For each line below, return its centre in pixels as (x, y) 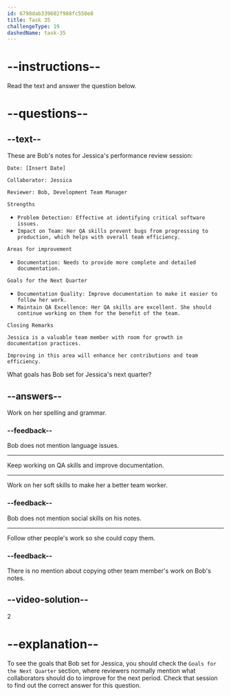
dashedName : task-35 (37, 33)
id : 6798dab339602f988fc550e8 (51, 13)
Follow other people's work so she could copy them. (81, 538)
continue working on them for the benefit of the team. (99, 314)
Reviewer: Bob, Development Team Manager (67, 193)
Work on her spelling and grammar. (57, 413)
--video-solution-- (48, 600)
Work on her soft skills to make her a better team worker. (88, 485)
